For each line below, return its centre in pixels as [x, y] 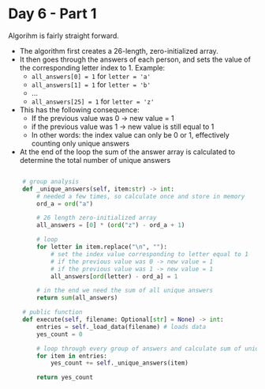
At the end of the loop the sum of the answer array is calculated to [127, 152]
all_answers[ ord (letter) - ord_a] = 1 [114, 276]
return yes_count [65, 378]
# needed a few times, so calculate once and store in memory [141, 196]
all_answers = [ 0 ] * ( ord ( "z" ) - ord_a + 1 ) [111, 225]
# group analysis [51, 181]
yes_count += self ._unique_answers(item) [119, 363]
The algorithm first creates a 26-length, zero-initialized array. [119, 51]
